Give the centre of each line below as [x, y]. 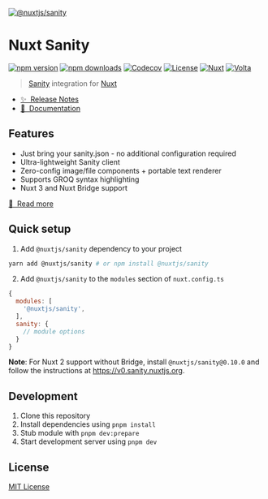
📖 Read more [31, 204]
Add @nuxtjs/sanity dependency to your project [101, 248]
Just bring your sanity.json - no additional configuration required [128, 153]
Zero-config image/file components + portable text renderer [121, 170]
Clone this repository [55, 416]
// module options [54, 331]
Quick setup [40, 229]
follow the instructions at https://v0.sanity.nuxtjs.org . [97, 371]
